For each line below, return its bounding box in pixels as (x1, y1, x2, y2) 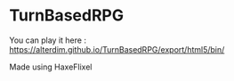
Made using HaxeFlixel (9, 61, 93, 72)
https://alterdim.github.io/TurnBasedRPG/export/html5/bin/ (9, 44, 225, 54)
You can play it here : (9, 35, 87, 45)
